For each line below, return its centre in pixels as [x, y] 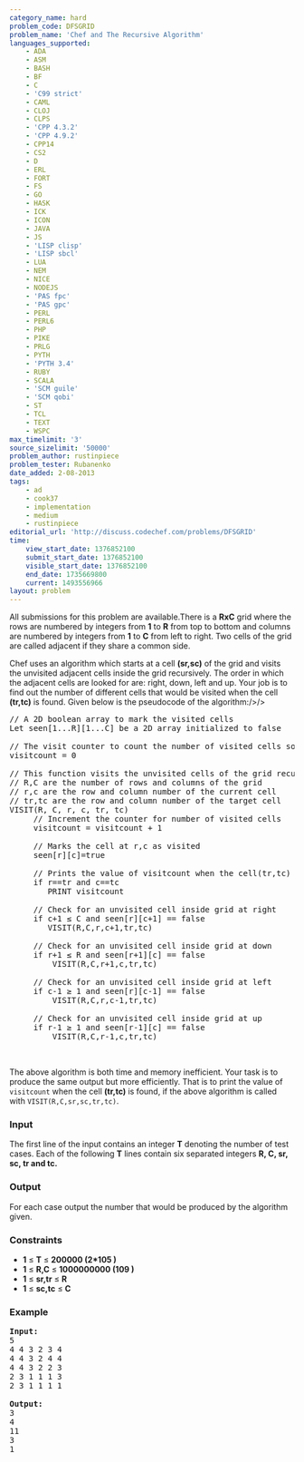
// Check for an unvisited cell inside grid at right [155, 910]
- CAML [38, 102]
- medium [42, 515]
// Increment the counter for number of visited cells [157, 819]
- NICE [38, 279]
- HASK [38, 204]
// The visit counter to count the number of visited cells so [152, 746]
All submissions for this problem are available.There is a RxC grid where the [151, 617]
